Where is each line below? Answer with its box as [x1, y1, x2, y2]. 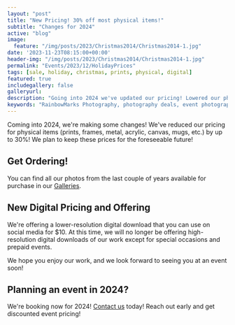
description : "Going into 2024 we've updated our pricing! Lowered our [7, 95, 220, 102]
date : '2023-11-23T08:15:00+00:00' [7, 50, 111, 57]
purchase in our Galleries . [7, 181, 82, 189]
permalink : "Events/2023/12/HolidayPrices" [7, 62, 136, 69]
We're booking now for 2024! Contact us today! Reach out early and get [7, 302, 215, 311]
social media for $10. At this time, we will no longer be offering [7, 228, 187, 236]
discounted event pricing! [7, 310, 81, 318]
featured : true [7, 75, 52, 82]
